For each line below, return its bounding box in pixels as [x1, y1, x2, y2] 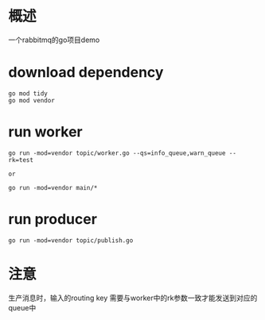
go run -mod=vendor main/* [8, 183, 98, 191]
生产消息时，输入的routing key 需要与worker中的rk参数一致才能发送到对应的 [8, 293, 258, 303]
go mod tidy [8, 89, 48, 98]
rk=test [8, 156, 34, 164]
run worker [8, 123, 84, 141]
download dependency [8, 64, 164, 82]
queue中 [8, 303, 37, 312]
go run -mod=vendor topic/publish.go [8, 236, 134, 245]
